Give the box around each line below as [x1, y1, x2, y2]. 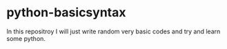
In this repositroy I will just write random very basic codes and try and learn [6, 27, 221, 35]
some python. [6, 34, 46, 42]
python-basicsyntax [6, 5, 126, 20]
